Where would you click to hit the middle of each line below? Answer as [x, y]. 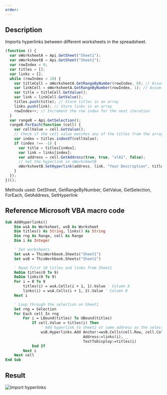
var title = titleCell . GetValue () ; [51, 92]
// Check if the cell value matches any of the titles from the [82, 134]
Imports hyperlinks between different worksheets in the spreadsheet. [76, 42]
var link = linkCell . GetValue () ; [49, 97]
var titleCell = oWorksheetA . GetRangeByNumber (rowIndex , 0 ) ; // [82, 83]
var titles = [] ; [28, 69]
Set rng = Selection [35, 309]
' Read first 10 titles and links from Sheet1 [63, 268]
